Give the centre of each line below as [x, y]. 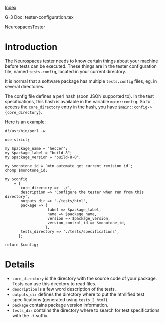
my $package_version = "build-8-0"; [43, 157]
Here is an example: [26, 122]
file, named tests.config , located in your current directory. [66, 71]
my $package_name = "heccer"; [37, 148]
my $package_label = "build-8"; [39, 153]
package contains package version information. [60, 305]
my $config [16, 179]
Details [20, 265]
